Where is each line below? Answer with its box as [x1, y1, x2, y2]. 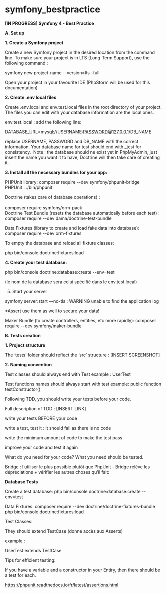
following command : [5, 60, 48, 66]
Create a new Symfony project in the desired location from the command [5, 49, 155, 55]
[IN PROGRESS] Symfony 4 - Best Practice [5, 20, 94, 26]
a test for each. [5, 572, 36, 578]
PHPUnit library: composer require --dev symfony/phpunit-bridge [5, 179, 140, 185]
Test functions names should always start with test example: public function [5, 381, 161, 387]
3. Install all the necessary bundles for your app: [5, 169, 107, 175]
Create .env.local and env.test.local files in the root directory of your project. [5, 104, 162, 110]
